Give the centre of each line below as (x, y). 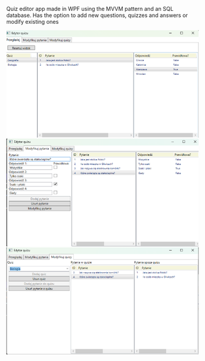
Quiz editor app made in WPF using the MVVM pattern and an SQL (90, 9)
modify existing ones (33, 22)
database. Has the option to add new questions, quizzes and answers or (97, 15)
